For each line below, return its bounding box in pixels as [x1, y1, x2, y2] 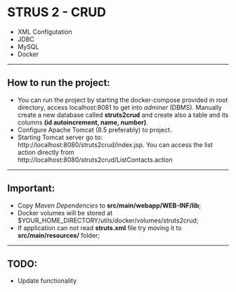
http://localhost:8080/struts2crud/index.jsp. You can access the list [17, 140, 213, 148]
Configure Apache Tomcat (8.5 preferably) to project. [17, 125, 172, 134]
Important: [7, 182, 55, 194]
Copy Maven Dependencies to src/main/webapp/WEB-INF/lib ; [17, 201, 202, 210]
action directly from [17, 148, 75, 156]
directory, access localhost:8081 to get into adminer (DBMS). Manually [17, 103, 223, 111]
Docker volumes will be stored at [17, 208, 113, 217]
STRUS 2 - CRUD [7, 4, 107, 20]
